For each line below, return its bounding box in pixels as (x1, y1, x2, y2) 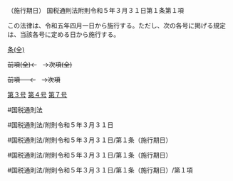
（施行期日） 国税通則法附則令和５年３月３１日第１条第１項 (7, 6, 184, 14)
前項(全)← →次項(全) (7, 60, 73, 69)
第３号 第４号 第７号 (7, 91, 68, 99)
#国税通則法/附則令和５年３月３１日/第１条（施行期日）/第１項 (7, 166, 193, 174)
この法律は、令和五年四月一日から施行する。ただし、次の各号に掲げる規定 (7, 21, 226, 30)
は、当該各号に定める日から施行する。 (7, 31, 120, 38)
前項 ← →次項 (7, 75, 61, 84)
